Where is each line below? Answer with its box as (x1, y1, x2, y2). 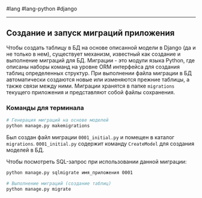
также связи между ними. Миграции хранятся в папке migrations (6, 82, 175, 89)
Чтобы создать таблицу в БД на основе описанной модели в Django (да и (6, 44, 196, 51)
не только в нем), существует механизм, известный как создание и (6, 50, 181, 58)
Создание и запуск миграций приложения (6, 28, 175, 38)
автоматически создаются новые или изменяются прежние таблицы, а (6, 76, 190, 83)
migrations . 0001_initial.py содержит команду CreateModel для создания (6, 140, 194, 147)
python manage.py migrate (6, 186, 71, 192)
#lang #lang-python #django (6, 5, 78, 12)
